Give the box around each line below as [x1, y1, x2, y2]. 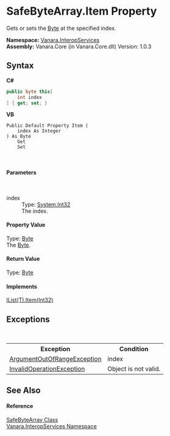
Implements [6, 283, 38, 290]
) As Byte [6, 133, 32, 140]
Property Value [6, 221, 46, 228]
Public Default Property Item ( [6, 123, 88, 129]
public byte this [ [6, 89, 53, 95]
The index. [21, 207, 49, 214]
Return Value [6, 255, 40, 263]
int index [17, 94, 43, 100]
